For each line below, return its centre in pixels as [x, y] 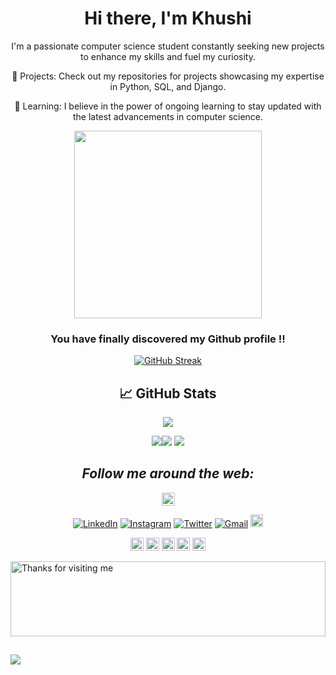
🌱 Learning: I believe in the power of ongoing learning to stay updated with [168, 106]
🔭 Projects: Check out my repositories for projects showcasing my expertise [168, 76]
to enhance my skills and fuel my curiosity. [168, 56]
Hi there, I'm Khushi [168, 18]
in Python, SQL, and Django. [168, 86]
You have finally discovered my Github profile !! [168, 339]
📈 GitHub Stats [168, 393]
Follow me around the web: [168, 473]
